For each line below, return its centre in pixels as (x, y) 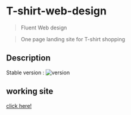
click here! (19, 105)
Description (28, 58)
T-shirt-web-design (57, 11)
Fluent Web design (44, 28)
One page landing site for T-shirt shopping (73, 39)
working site (30, 91)
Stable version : (25, 72)
